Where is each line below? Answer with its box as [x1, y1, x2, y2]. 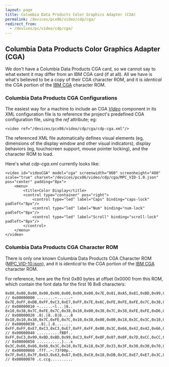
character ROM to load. [5, 151, 54, 157]
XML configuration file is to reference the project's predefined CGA [5, 111, 144, 117]
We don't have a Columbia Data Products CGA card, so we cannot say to [5, 66, 156, 72]
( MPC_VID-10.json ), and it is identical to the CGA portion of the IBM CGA [5, 260, 155, 266]
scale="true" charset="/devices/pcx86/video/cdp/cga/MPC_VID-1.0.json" [5, 175, 158, 180]
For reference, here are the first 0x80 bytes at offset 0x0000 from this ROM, [5, 276, 163, 282]
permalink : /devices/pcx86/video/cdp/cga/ [5, 17, 96, 22]
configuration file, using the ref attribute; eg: [5, 117, 97, 123]
